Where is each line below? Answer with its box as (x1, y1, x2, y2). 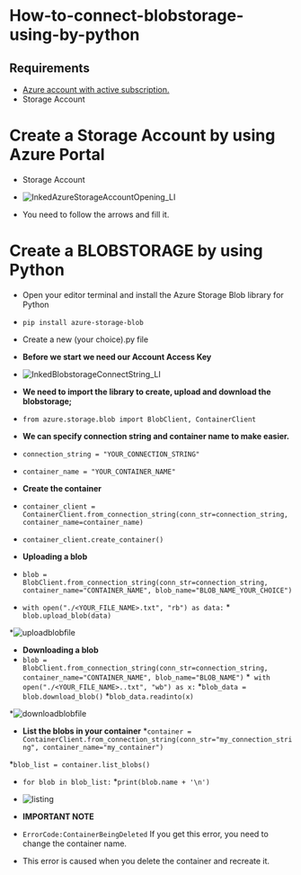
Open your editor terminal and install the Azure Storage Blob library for (22, 289, 285, 300)
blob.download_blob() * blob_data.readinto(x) (22, 690, 195, 701)
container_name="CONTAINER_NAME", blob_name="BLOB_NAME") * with (22, 672, 271, 682)
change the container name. (22, 838, 128, 849)
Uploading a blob (22, 551, 88, 562)
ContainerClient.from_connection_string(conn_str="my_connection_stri (22, 735, 293, 744)
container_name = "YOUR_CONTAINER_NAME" (22, 467, 176, 476)
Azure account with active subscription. (22, 85, 170, 95)
